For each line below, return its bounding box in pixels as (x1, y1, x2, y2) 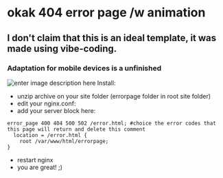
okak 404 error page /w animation (7, 5, 206, 21)
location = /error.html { (13, 131, 88, 138)
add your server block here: (16, 106, 96, 114)
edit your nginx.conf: (16, 99, 76, 107)
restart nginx (16, 155, 54, 164)
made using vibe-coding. (7, 42, 117, 54)
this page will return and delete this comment (7, 125, 146, 133)
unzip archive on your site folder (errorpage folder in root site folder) (16, 92, 211, 100)
